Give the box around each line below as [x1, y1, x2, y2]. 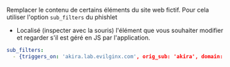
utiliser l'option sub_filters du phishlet [6, 13, 118, 21]
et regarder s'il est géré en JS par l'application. [16, 33, 151, 42]
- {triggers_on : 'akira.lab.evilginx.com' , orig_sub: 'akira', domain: [12, 53, 224, 60]
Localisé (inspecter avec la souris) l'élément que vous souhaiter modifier [16, 27, 224, 34]
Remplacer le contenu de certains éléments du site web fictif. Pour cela [6, 6, 209, 14]
